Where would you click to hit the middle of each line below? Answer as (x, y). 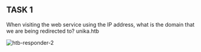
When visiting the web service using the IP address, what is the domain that (101, 24)
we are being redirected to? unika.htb (53, 31)
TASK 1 (20, 10)
